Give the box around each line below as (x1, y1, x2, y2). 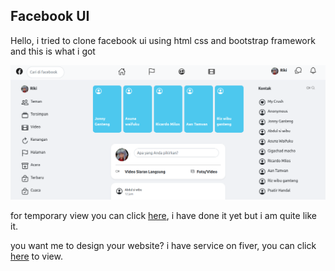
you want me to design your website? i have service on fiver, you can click (10, 239, 317, 251)
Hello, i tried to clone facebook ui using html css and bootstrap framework (10, 34, 316, 46)
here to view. (10, 250, 63, 262)
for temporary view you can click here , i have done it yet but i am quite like (10, 209, 317, 221)
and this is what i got (10, 45, 96, 57)
